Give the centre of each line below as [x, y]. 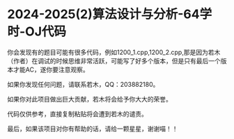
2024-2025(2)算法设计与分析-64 [103, 14]
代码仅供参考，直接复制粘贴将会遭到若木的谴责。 [77, 114]
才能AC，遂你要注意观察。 [51, 69]
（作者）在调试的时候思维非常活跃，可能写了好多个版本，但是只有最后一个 [114, 60]
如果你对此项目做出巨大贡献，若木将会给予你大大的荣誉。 [89, 99]
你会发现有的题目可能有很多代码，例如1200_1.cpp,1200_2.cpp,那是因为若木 [114, 52]
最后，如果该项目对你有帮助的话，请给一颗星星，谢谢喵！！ [93, 129]
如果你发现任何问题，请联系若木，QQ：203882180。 [83, 84]
